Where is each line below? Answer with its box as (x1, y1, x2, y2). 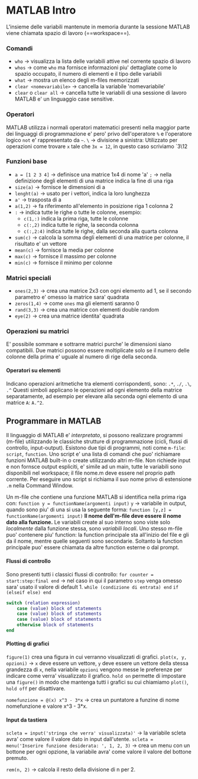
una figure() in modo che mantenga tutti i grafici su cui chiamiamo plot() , (6, 679, 189, 686)
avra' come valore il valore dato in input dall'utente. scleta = (6, 736, 154, 743)
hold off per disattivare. (6, 685, 66, 692)
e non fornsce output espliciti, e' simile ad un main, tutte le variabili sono (6, 463, 182, 470)
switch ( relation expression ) (6, 600, 81, 606)
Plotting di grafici (6, 640, 50, 647)
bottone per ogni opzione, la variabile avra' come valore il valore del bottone (6, 748, 192, 755)
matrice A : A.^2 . (6, 399, 44, 406)
